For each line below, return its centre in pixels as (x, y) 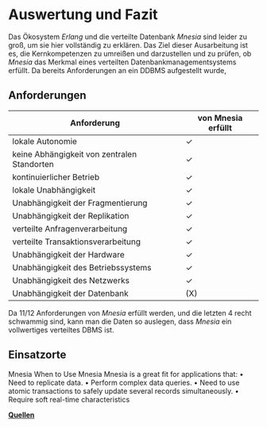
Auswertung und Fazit (83, 15)
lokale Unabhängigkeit (54, 190)
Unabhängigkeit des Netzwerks (71, 280)
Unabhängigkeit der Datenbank (70, 293)
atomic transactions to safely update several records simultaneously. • (124, 390)
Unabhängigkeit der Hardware (68, 254)
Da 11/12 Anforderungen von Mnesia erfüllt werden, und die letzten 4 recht (130, 312)
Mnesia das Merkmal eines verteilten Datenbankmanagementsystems (122, 62)
